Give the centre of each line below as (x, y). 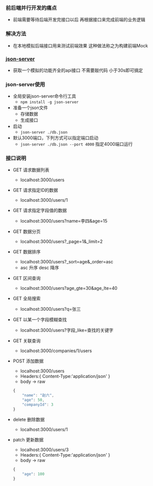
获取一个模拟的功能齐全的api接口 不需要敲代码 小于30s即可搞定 (78, 70)
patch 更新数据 (28, 440)
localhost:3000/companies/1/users (56, 351)
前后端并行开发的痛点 (31, 7)
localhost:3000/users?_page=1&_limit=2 (62, 242)
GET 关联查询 (27, 341)
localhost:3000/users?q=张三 (51, 309)
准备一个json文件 (30, 108)
